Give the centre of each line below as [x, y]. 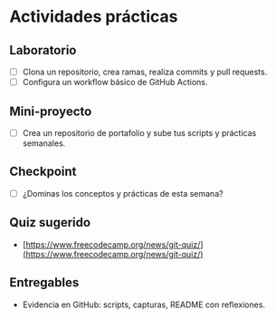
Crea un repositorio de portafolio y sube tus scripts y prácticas [139, 132]
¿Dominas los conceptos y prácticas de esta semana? [123, 193]
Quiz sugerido [50, 222]
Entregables [44, 283]
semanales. [44, 143]
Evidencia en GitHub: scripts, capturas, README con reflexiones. [143, 304]
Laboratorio [43, 50]
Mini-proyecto [51, 111]
